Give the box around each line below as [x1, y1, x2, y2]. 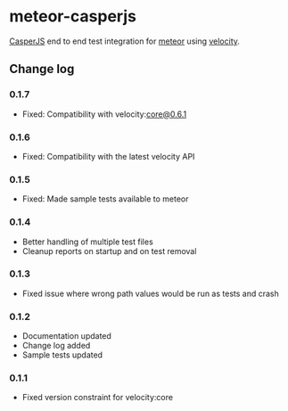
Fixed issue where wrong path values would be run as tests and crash [21, 288, 279, 299]
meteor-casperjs [9, 6, 136, 27]
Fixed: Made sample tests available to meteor [21, 193, 189, 204]
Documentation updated [21, 331, 111, 341]
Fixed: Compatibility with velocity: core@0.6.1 [21, 109, 187, 119]
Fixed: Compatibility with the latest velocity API [21, 151, 195, 161]
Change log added [21, 341, 91, 351]
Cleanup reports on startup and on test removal [21, 245, 197, 256]
